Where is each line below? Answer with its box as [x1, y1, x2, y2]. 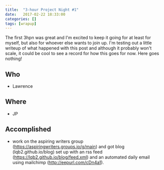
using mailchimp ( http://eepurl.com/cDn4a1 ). [12, 159, 104, 165]
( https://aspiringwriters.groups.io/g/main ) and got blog [12, 143, 125, 149]
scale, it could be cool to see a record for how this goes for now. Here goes [5, 51, 160, 57]
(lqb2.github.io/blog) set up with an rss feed [12, 149, 103, 155]
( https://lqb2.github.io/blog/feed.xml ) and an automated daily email [12, 154, 150, 160]
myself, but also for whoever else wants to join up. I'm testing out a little [5, 40, 152, 46]
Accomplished [5, 125, 51, 134]
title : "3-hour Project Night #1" [5, 7, 79, 12]
